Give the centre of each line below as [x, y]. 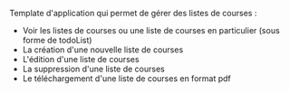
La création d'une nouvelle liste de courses [103, 50]
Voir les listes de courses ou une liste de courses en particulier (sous [151, 30]
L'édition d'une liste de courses [81, 59]
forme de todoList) [57, 40]
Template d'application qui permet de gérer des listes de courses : [133, 13]
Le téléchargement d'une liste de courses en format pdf [126, 79]
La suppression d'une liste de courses [93, 69]
